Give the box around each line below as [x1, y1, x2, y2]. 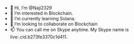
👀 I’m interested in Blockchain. [10, 10, 73, 16]
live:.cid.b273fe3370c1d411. [10, 34, 68, 40]
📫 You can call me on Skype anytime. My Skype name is [10, 27, 129, 32]
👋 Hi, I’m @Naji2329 [10, 5, 52, 11]
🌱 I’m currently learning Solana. [10, 16, 76, 21]
